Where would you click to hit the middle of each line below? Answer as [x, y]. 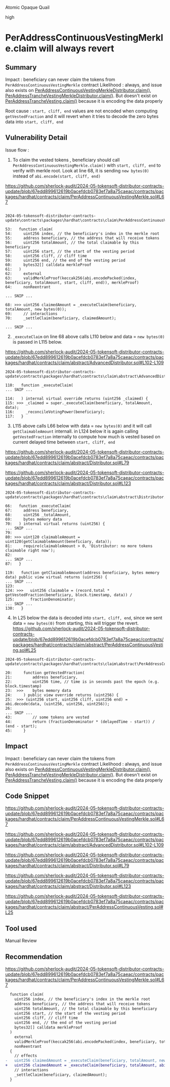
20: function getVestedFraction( [45, 673]
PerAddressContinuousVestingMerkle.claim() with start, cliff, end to [87, 165]
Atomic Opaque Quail [27, 7]
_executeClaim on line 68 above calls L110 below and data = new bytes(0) [89, 336]
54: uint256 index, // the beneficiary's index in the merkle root [82, 233]
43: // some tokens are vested [47, 717]
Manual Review [21, 941]
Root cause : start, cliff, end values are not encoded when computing [81, 111]
